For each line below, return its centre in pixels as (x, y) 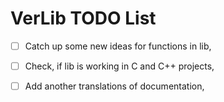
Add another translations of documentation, (114, 86)
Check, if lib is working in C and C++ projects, (119, 66)
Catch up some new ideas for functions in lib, (118, 46)
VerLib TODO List (83, 18)
